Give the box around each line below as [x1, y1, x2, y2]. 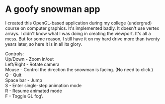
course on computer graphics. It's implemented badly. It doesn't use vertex [5, 25, 160, 31]
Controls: [5, 51, 24, 57]
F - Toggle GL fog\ [5, 93, 43, 99]
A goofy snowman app [5, 3, 100, 15]
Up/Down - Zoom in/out [5, 56, 54, 62]
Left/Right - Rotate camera [5, 61, 60, 67]
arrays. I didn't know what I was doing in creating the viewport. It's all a [5, 30, 151, 36]
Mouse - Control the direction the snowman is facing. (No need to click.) [5, 66, 153, 73]
